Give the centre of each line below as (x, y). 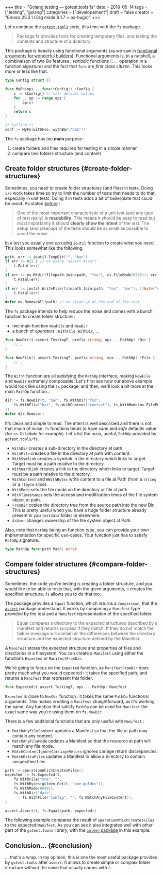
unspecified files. (29, 761)
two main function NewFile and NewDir (50, 326)
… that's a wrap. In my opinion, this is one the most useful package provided (81, 858)
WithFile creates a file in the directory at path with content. (71, 453)
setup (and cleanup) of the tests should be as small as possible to (82, 228)
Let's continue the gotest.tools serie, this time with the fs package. (73, 27)
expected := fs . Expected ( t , (33, 775)
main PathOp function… (28, 392)
